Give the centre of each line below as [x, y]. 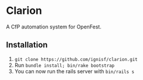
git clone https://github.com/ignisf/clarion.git [76, 59]
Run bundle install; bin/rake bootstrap [64, 65]
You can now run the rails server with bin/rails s [74, 71]
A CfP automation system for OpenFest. [54, 27]
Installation [27, 45]
